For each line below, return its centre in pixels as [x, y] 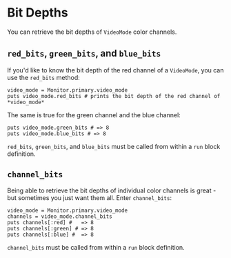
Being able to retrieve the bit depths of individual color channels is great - [112, 190]
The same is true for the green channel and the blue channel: [94, 115]
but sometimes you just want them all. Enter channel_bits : [90, 197]
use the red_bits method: [44, 77]
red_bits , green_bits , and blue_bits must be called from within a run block [114, 146]
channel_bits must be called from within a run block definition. [96, 247]
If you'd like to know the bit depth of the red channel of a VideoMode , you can [115, 70]
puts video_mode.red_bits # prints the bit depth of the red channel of [114, 96]
